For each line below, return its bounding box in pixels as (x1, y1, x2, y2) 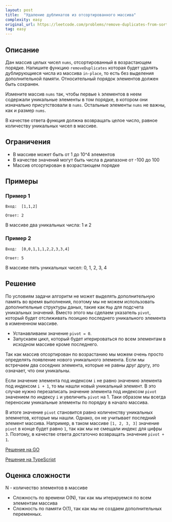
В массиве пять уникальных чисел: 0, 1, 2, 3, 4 (5, 264, 107, 270)
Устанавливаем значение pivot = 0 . (12, 330, 92, 336)
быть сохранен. (5, 81, 40, 87)
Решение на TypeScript (5, 456, 56, 462)
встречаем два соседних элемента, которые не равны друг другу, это (5, 362, 160, 368)
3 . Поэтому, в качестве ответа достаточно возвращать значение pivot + (5, 431, 165, 437)
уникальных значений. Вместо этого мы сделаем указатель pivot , (5, 309, 151, 316)
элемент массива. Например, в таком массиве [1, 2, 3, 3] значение (5, 420, 160, 426)
